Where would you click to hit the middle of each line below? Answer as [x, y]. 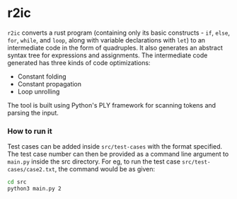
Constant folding [42, 76]
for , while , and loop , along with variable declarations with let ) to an [106, 40]
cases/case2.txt [31, 170]
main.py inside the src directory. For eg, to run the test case [94, 161]
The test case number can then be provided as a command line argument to [118, 154]
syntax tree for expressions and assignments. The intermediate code [108, 55]
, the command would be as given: [105, 169]
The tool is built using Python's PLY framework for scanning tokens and [112, 105]
